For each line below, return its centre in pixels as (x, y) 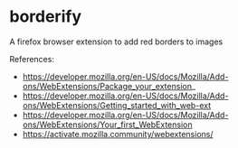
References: (32, 59)
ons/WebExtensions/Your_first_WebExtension (107, 125)
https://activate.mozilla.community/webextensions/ (118, 134)
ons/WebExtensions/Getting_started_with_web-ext (116, 105)
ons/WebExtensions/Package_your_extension (107, 86)
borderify (45, 17)
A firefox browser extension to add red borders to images (116, 42)
